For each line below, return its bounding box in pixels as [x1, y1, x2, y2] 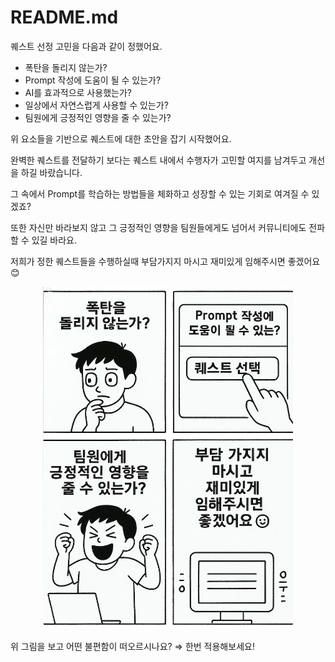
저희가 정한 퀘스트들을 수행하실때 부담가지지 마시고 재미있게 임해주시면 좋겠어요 [10, 255, 321, 267]
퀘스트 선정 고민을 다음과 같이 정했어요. [10, 40, 163, 52]
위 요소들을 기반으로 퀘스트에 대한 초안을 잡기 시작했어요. [10, 132, 232, 145]
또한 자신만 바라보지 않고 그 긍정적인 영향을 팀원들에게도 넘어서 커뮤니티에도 [10, 221, 307, 233]
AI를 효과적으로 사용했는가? [24, 86, 132, 98]
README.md [10, 6, 119, 29]
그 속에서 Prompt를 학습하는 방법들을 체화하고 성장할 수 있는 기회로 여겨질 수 [10, 187, 310, 200]
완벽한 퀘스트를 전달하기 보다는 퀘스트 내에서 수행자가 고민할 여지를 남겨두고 [10, 154, 307, 166]
